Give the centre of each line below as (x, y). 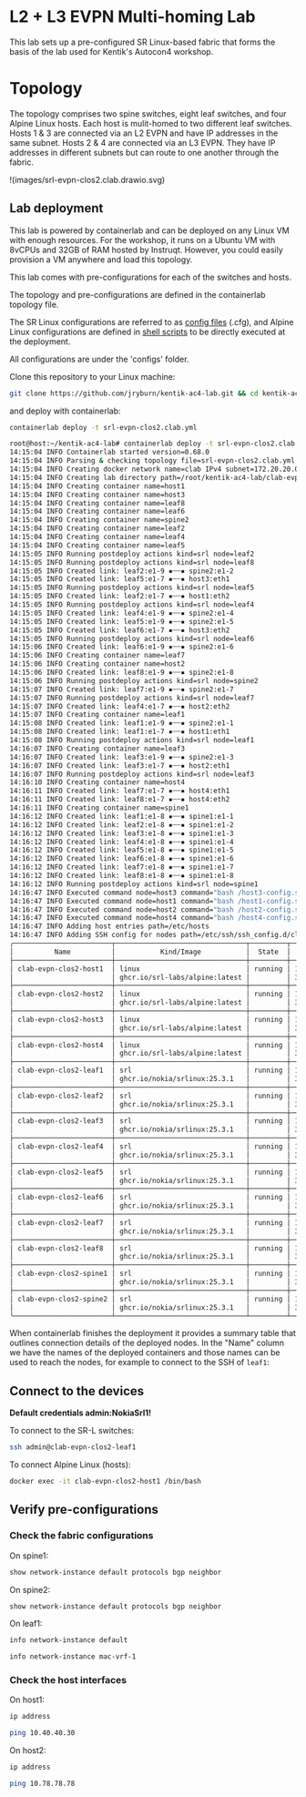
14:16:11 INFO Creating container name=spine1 (99, 808)
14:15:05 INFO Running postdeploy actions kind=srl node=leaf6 (132, 638)
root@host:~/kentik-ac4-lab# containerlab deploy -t (112, 444)
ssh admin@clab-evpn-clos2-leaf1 (73, 1447)
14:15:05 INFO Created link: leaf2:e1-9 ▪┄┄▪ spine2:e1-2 (122, 571)
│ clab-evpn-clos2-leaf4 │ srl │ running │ (150, 1147)
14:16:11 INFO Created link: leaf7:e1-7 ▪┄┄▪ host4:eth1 (120, 791)
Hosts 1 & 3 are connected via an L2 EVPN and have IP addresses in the (144, 133)
